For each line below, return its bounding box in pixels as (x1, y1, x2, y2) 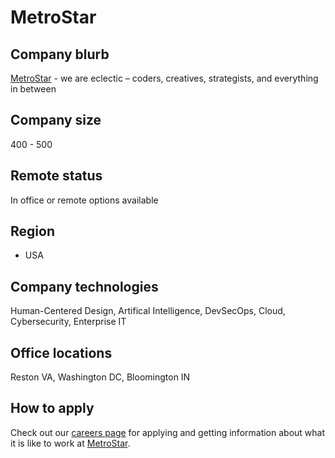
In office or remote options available (10, 194, 159, 206)
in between (10, 83, 57, 95)
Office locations (10, 344, 113, 361)
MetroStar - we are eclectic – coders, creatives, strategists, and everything (10, 72, 319, 84)
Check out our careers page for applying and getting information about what (10, 426, 326, 438)
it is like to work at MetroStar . (10, 437, 131, 449)
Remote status (10, 167, 103, 185)
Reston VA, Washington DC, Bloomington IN (10, 371, 191, 383)
